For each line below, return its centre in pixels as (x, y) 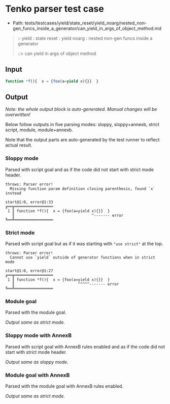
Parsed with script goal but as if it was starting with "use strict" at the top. (84, 244)
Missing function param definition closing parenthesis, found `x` (83, 189)
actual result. (19, 145)
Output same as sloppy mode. (37, 362)
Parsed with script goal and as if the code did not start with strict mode (79, 169)
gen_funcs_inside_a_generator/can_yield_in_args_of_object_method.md (87, 28)
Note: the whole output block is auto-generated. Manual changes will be (81, 109)
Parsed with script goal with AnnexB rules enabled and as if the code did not (85, 347)
